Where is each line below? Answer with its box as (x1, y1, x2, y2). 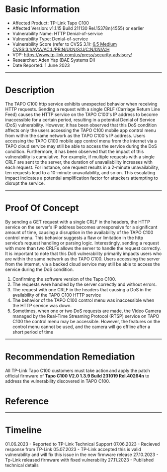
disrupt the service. (5, 180, 45, 186)
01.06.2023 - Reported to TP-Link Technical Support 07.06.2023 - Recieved (5, 441, 160, 447)
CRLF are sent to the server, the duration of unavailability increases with (5, 159, 153, 165)
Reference (5, 395, 49, 407)
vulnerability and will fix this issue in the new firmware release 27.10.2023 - (5, 452, 159, 458)
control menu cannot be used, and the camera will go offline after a (12, 324, 151, 330)
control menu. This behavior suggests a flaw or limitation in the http (5, 235, 143, 240)
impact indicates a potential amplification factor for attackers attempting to (5, 175, 158, 181)
